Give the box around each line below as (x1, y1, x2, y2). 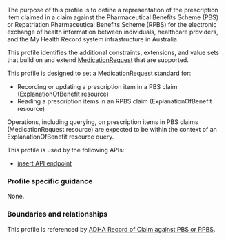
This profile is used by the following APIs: (7, 146, 125, 154)
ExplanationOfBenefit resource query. (7, 132, 114, 141)
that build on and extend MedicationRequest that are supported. (7, 56, 189, 64)
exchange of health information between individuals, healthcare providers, (7, 28, 218, 36)
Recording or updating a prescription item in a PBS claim (17, 83, 178, 90)
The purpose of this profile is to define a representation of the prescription (7, 6, 218, 14)
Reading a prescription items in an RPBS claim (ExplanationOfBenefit (17, 97, 212, 106)
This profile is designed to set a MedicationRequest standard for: (7, 69, 192, 77)
